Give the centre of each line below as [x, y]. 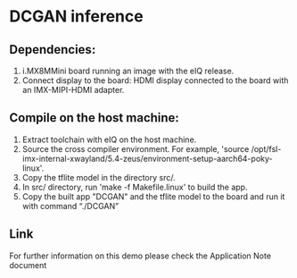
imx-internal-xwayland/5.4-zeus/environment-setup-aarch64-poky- [147, 158]
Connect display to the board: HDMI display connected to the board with [155, 80]
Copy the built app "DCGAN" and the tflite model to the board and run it [153, 196]
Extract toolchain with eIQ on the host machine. [109, 139]
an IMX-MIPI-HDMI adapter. [73, 90]
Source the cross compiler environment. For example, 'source [136, 148]
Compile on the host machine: [95, 118]
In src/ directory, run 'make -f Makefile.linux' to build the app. [135, 187]
